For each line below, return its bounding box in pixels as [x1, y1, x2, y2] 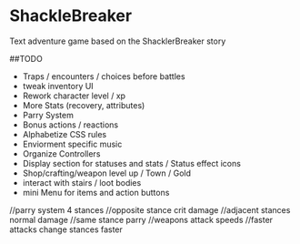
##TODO [9, 53, 43, 64]
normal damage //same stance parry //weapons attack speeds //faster [9, 214, 274, 225]
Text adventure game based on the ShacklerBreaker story [9, 36, 226, 46]
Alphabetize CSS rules [22, 128, 107, 139]
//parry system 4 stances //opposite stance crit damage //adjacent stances [9, 204, 291, 215]
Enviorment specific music [22, 138, 123, 149]
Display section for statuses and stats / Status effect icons [22, 158, 241, 168]
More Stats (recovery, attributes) [22, 99, 145, 110]
